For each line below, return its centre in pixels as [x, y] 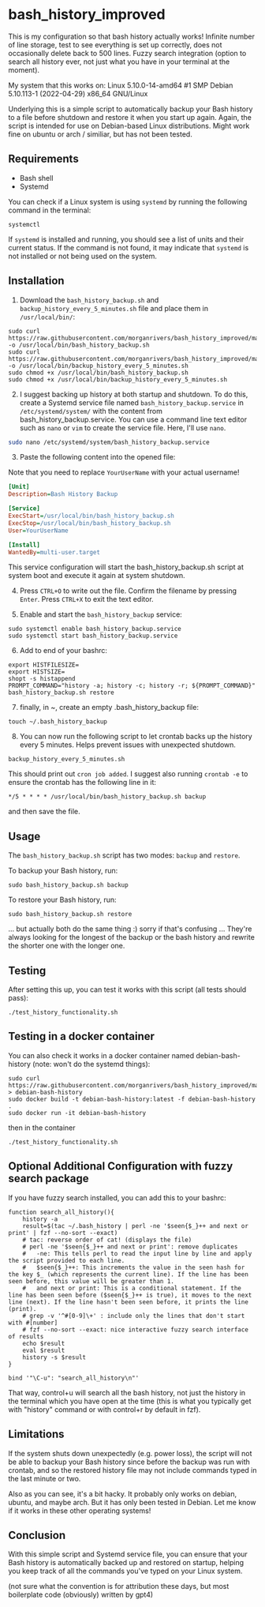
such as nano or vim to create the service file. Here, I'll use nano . [123, 427]
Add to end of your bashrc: [63, 651]
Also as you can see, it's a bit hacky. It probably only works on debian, [123, 1493]
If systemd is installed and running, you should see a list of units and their [126, 239]
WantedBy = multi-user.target [54, 552]
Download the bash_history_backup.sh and [89, 300]
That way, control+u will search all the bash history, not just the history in [127, 1392]
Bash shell [36, 178]
